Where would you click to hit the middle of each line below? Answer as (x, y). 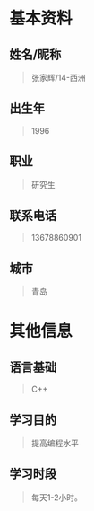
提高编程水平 (55, 443)
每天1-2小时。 (56, 497)
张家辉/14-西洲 (59, 78)
